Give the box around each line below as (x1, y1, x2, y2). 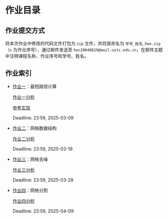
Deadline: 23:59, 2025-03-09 (12, 115, 74, 121)
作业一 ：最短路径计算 (12, 83, 57, 89)
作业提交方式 (5, 26, 45, 35)
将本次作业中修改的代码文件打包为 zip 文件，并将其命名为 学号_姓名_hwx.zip (5, 41, 161, 46)
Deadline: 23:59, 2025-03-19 (12, 146, 73, 152)
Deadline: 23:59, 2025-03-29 (12, 177, 74, 183)
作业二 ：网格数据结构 (12, 125, 57, 131)
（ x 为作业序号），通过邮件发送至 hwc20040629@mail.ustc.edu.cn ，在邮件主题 (5, 47, 163, 53)
